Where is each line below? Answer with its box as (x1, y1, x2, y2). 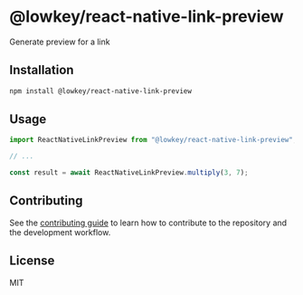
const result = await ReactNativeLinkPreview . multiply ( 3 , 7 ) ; (9, 168, 249, 177)
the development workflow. (9, 226, 111, 237)
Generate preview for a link (9, 36, 110, 47)
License (9, 253, 55, 269)
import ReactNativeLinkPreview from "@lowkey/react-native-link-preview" (9, 136, 294, 145)
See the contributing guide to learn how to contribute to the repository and (9, 217, 288, 228)
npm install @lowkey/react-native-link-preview (9, 86, 193, 96)
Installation (9, 62, 74, 78)
